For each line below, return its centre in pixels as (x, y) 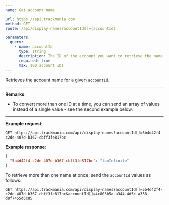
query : (17, 42)
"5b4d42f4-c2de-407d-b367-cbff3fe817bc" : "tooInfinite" (69, 161)
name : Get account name (30, 10)
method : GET (18, 24)
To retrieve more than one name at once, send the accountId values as (78, 175)
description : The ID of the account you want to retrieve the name (91, 56)
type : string (32, 51)
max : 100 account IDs (41, 65)
